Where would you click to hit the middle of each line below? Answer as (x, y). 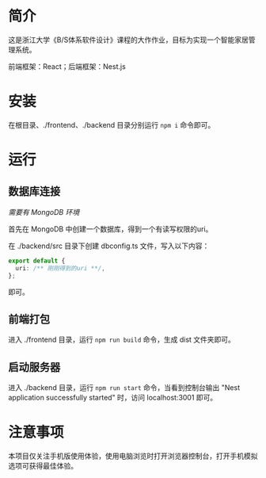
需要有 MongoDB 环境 (44, 212)
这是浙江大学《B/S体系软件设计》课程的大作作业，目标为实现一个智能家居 (129, 40)
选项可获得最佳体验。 (43, 466)
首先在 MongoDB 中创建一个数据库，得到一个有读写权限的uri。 (110, 229)
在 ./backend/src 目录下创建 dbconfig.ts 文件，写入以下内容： (109, 246)
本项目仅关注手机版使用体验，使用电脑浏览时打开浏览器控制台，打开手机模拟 (133, 456)
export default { (37, 261)
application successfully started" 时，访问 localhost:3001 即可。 (113, 398)
